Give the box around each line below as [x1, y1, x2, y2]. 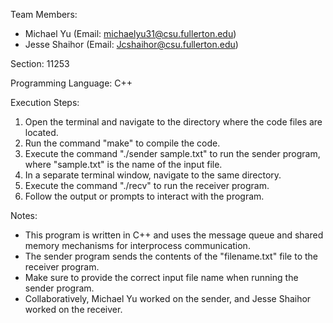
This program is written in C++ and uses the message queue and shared [24, 229, 324, 241]
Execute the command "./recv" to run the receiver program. [24, 180, 270, 191]
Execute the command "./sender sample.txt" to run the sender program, [24, 148, 321, 159]
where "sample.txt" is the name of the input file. [24, 159, 223, 170]
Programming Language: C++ [10, 77, 133, 89]
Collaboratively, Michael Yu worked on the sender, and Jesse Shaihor [24, 293, 312, 304]
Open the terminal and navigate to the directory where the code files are [24, 116, 323, 128]
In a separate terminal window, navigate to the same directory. [24, 169, 282, 181]
